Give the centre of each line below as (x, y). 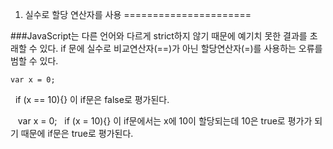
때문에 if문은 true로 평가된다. (77, 133)
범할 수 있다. (34, 61)
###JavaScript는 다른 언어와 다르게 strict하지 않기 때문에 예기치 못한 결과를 (159, 36)
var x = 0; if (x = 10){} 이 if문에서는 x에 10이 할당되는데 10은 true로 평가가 (165, 121)
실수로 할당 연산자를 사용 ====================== (138, 14)
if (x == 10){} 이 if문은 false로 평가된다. (92, 99)
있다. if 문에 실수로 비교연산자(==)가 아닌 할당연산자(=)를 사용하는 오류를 (181, 48)
